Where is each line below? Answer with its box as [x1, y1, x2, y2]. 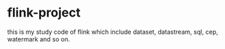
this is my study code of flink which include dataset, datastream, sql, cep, [7, 28, 219, 36]
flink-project [7, 5, 82, 21]
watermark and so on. [7, 35, 70, 43]
